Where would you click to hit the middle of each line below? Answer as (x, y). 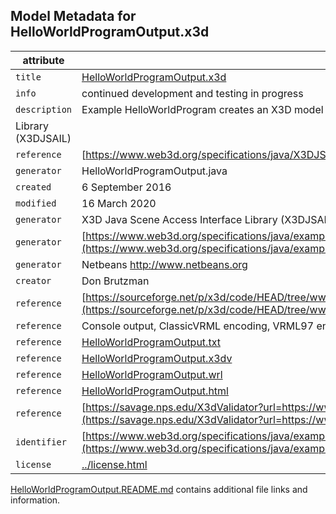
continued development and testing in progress (192, 93)
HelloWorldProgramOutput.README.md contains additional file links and (159, 489)
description (44, 109)
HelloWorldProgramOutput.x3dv (157, 358)
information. (35, 500)
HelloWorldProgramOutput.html (155, 391)
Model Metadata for (73, 16)
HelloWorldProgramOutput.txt (151, 342)
